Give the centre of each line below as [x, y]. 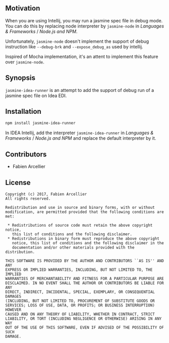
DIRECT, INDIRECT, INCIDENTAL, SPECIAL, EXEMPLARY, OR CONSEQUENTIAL [80, 292]
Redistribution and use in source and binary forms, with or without [80, 207]
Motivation [23, 8]
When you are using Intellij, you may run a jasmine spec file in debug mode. [84, 20]
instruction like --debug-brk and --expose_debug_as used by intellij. [74, 46]
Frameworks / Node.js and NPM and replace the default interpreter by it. [81, 138]
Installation [23, 112]
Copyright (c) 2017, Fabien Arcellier [46, 194]
